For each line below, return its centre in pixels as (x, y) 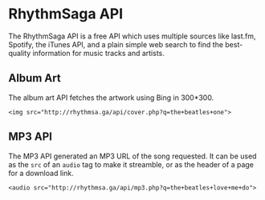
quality (20, 53)
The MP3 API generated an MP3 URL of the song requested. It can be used (132, 156)
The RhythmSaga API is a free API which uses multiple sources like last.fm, (132, 36)
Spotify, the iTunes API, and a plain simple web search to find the (116, 44)
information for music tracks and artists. (98, 53)
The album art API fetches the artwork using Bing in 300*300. (111, 98)
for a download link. (41, 173)
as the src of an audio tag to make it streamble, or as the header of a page (131, 164)
